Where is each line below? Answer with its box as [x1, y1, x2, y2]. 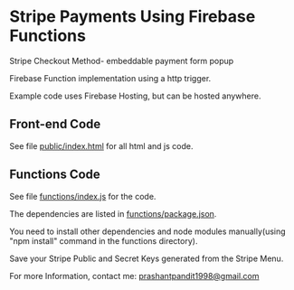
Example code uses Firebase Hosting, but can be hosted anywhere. [9, 90, 261, 101]
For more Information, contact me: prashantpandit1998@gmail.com [9, 270, 260, 281]
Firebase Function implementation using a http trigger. [9, 72, 212, 83]
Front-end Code [9, 117, 101, 132]
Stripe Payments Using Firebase [9, 6, 256, 27]
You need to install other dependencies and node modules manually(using [9, 226, 287, 237]
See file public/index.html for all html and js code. [9, 140, 194, 151]
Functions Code [9, 167, 101, 182]
